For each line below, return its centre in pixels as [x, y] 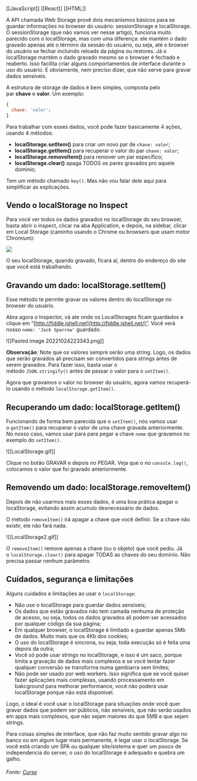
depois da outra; [34, 648]
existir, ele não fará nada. [37, 525]
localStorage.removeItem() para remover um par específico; [89, 157]
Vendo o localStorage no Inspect [67, 205]
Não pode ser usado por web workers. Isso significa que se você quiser [102, 673]
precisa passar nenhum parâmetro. [49, 561]
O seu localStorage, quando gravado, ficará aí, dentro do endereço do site [96, 260]
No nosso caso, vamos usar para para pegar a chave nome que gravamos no [98, 434]
